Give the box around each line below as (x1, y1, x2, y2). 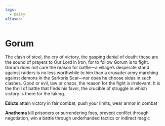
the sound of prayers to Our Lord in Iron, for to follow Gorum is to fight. (5, 59, 149, 65)
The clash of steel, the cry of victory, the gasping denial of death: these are (5, 54, 159, 60)
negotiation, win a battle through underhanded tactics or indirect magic (5, 115, 150, 121)
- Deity (9, 12, 26, 17)
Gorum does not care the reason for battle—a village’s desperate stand (5, 65, 150, 71)
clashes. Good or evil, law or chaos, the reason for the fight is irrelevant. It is (5, 80, 161, 86)
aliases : (5, 16, 23, 21)
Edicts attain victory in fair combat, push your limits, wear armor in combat (5, 100, 158, 106)
